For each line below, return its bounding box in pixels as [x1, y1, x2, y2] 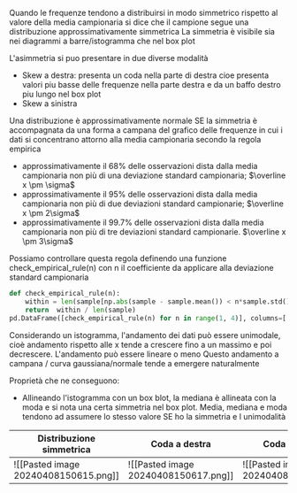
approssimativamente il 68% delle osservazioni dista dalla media [21, 161, 258, 171]
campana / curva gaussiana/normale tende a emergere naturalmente [9, 358, 260, 368]
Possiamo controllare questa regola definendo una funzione [9, 253, 227, 264]
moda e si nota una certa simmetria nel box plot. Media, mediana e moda [21, 402, 287, 412]
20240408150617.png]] [127, 469, 234, 481]
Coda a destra [150, 437, 212, 450]
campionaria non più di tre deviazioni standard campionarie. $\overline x [21, 227, 286, 237]
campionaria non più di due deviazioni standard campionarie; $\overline [21, 198, 285, 209]
